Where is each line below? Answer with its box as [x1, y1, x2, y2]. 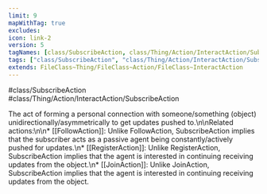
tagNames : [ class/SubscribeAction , [8, 48, 126, 56]
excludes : [8, 26, 41, 34]
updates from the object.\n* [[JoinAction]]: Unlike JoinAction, [8, 160, 210, 169]
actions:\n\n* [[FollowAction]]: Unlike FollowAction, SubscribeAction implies [8, 126, 255, 135]
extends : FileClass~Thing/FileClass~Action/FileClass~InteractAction [8, 64, 244, 72]
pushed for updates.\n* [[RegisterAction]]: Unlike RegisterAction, [8, 142, 221, 152]
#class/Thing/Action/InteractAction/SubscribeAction [8, 93, 180, 103]
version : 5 [8, 41, 44, 49]
